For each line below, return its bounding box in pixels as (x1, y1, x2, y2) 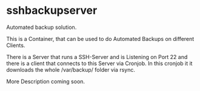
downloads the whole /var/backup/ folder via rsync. (6, 66, 135, 73)
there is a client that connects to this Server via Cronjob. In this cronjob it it (6, 60, 193, 67)
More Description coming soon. (6, 78, 85, 85)
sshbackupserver (6, 4, 98, 17)
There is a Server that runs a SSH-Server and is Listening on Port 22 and (6, 53, 188, 60)
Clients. (6, 42, 25, 49)
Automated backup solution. (6, 24, 77, 31)
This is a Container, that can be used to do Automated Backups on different (6, 35, 195, 42)
